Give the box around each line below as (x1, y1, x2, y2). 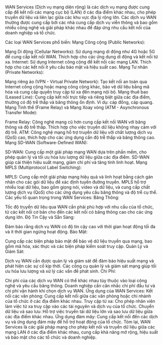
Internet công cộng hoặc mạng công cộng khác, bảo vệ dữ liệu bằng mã (5, 84, 149, 89)
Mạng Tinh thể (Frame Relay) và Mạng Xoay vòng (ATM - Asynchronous (5, 104, 149, 110)
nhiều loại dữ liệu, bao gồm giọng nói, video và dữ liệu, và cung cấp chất (5, 184, 150, 190)
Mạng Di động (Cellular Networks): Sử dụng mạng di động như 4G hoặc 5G (5, 49, 155, 54)
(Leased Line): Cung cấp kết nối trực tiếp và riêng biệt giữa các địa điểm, (5, 94, 151, 100)
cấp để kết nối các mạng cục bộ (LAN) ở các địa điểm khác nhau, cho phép (5, 9, 156, 15)
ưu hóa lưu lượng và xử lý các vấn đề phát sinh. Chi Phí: (5, 268, 116, 274)
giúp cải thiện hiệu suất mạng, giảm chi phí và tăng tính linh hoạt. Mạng (5, 160, 147, 165)
